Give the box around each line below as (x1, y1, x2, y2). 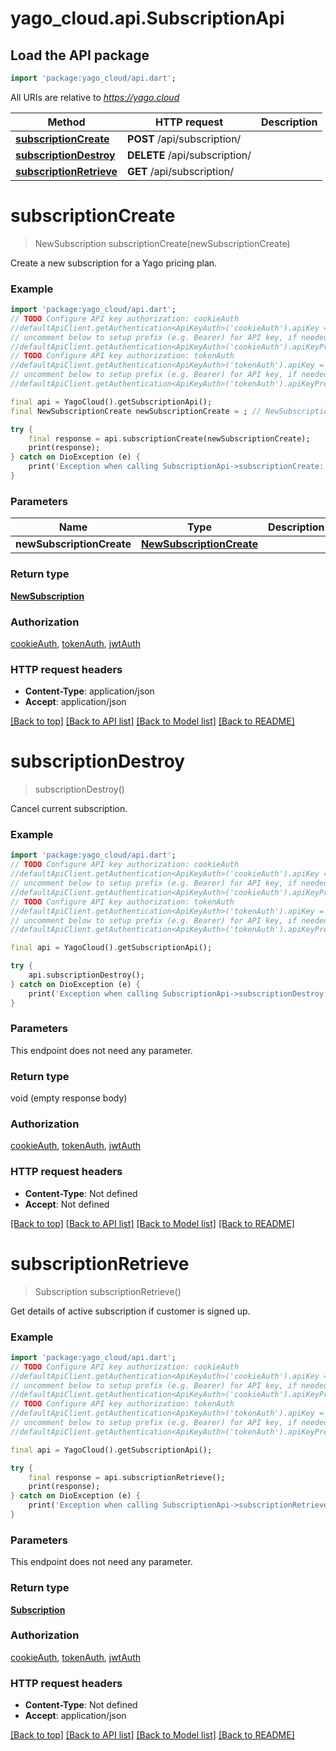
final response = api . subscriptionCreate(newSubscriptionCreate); (28, 433, 311, 444)
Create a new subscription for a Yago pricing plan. (10, 257, 218, 269)
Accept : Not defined (24, 1198, 110, 1210)
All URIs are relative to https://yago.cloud (10, 91, 180, 103)
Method (47, 115, 86, 129)
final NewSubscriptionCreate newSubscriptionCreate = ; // (10, 406, 262, 416)
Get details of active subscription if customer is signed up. (10, 1305, 251, 1317)
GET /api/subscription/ (127, 164, 235, 178)
